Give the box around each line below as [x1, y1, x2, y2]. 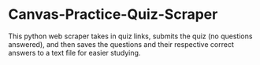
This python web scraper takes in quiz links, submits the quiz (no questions [8, 31, 253, 41]
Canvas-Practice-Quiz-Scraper [8, 5, 218, 23]
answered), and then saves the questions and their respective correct [8, 39, 234, 49]
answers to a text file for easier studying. [8, 48, 141, 57]
